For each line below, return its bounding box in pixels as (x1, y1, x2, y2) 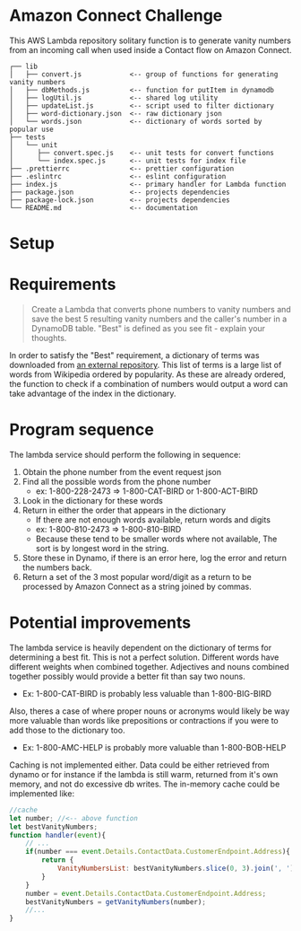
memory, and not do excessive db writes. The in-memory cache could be (9, 778, 280, 789)
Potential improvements (9, 612, 192, 633)
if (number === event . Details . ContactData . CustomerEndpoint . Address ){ (25, 848, 291, 856)
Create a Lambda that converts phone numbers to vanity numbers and (30, 304, 291, 315)
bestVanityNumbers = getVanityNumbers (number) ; (25, 897, 206, 907)
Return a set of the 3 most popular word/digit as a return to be (21, 572, 253, 582)
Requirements (9, 275, 116, 294)
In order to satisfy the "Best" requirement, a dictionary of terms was (9, 350, 260, 361)
